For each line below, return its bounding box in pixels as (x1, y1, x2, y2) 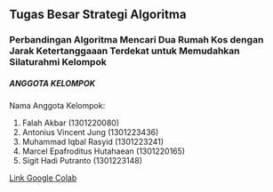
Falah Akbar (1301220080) (21, 117, 120, 128)
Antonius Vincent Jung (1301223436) (21, 127, 159, 138)
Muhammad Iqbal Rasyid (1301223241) (21, 137, 165, 148)
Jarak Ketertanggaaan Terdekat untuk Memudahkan (9, 44, 240, 57)
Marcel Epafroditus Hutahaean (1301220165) (21, 146, 185, 156)
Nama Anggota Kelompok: (9, 100, 106, 111)
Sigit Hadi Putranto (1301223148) (21, 156, 143, 166)
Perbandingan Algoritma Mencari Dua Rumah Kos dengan (9, 34, 264, 46)
